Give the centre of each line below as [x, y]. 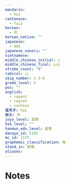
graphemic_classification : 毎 [35, 142]
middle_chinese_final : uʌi [33, 64]
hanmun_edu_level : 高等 [29, 128]
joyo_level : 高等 [22, 119]
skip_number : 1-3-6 [25, 78]
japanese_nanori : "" [26, 51]
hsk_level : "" [20, 124]
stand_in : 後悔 [20, 147]
